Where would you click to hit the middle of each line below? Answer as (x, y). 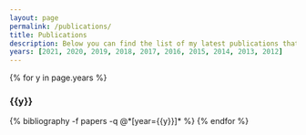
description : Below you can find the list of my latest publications (144, 43)
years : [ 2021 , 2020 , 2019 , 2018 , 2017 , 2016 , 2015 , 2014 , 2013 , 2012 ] (146, 52)
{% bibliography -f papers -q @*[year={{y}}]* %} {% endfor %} (129, 121)
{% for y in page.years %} (58, 78)
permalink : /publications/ (61, 26)
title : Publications (49, 35)
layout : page (34, 18)
